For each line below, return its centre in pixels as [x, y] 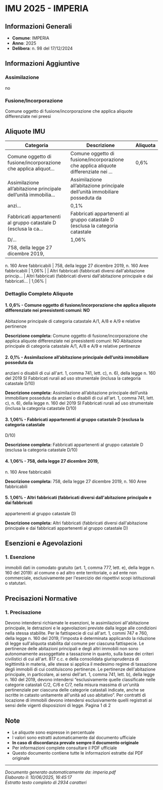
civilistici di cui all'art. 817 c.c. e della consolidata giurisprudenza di [72, 659]
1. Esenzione [20, 557]
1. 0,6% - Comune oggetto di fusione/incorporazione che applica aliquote [81, 305]
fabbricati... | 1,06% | [26, 281]
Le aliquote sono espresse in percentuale [53, 732]
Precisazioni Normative [41, 598]
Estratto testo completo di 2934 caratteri [46, 782]
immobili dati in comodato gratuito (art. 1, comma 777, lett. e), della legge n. [80, 568]
